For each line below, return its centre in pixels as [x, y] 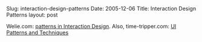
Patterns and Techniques [37, 33]
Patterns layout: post [32, 15]
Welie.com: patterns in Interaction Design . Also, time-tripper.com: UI [91, 26]
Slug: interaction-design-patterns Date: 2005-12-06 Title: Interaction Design [101, 9]
